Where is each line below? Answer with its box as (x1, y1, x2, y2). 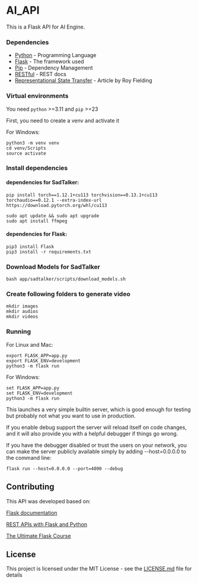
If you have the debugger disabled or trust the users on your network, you (6, 441, 187, 449)
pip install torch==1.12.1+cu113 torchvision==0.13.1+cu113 (6, 192, 158, 198)
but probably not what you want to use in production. (6, 412, 136, 419)
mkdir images (6, 303, 39, 309)
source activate (6, 150, 46, 156)
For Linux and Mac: (6, 341, 53, 348)
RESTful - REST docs (14, 71, 67, 78)
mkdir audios (6, 309, 39, 315)
